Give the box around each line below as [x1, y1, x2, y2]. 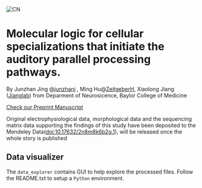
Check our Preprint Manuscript [6, 103, 83, 111]
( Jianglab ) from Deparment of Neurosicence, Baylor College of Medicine [6, 91, 187, 99]
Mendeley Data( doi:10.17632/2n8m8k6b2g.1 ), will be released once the [6, 128, 183, 135]
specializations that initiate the [6, 40, 165, 54]
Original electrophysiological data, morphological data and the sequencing [6, 115, 192, 122]
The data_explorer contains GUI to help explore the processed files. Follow [6, 168, 194, 175]
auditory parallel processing [6, 53, 151, 66]
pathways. [6, 65, 61, 79]
